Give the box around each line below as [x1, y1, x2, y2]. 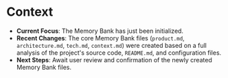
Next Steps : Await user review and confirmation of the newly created [16, 55, 212, 64]
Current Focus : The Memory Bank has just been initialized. [16, 27, 183, 35]
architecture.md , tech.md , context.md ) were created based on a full [16, 41, 207, 49]
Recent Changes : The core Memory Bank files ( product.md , [16, 34, 185, 42]
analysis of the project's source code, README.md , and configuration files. [16, 49, 222, 57]
